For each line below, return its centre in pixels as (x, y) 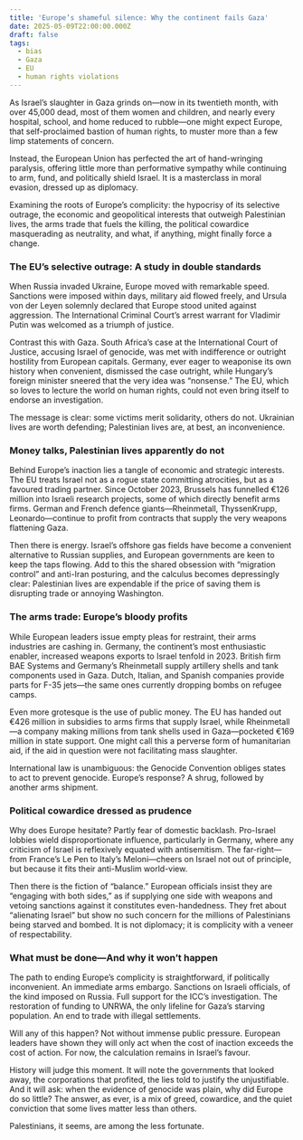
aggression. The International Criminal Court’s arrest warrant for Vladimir (145, 315)
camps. (24, 694)
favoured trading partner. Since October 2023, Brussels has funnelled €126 (149, 489)
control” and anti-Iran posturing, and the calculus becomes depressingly (145, 575)
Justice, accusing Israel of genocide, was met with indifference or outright (148, 352)
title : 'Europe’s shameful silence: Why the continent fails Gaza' (139, 18)
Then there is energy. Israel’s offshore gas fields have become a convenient (151, 546)
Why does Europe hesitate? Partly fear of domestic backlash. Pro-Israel (142, 830)
